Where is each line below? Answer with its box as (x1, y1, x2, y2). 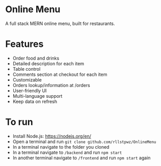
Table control (12, 66, 41, 72)
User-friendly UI (12, 88, 47, 94)
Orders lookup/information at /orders (12, 82, 90, 88)
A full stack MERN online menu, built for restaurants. (5, 20, 115, 26)
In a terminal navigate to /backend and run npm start (12, 149, 122, 155)
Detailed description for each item (12, 60, 85, 67)
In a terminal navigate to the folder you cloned (12, 144, 110, 150)
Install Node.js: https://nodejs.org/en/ (12, 133, 92, 139)
